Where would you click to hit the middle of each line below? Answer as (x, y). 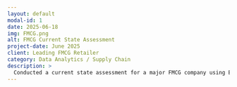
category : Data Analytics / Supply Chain (69, 60)
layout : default (31, 14)
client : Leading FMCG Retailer (53, 53)
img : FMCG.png (28, 33)
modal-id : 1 (25, 20)
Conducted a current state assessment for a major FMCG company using (120, 72)
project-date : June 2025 (44, 46)
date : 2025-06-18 (33, 27)
